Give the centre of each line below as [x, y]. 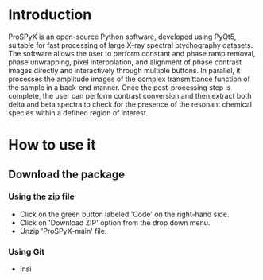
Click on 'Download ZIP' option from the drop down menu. [115, 222]
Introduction [50, 15]
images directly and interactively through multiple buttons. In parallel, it [124, 70]
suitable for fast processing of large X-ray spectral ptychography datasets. [130, 45]
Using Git [27, 251]
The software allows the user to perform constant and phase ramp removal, [132, 53]
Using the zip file [42, 196]
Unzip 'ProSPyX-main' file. [63, 231]
